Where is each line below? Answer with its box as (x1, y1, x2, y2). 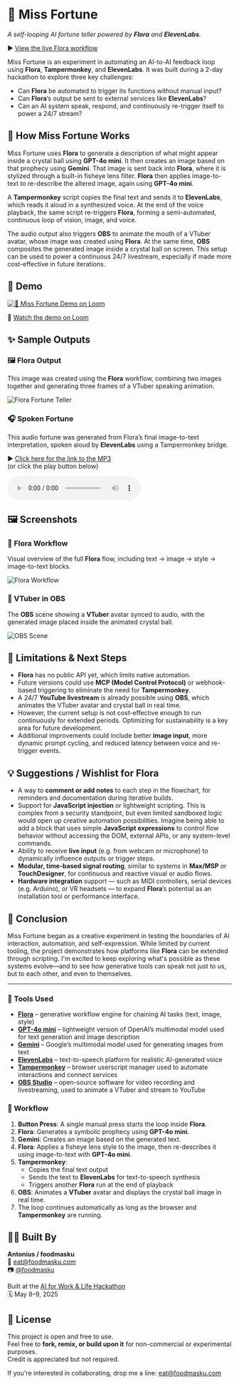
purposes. (7, 1348, 38, 1356)
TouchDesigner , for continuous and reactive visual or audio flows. (17, 869, 213, 878)
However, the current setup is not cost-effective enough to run (17, 709, 201, 717)
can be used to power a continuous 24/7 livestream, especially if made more (7, 252, 232, 261)
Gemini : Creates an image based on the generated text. (17, 1135, 181, 1143)
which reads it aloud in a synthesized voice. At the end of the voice (7, 200, 204, 209)
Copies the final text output (28, 1165, 109, 1174)
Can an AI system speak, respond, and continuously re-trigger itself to (17, 101, 224, 110)
